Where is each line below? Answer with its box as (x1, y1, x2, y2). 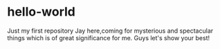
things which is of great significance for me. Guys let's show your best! (7, 33, 210, 42)
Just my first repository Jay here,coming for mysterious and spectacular (7, 27, 214, 35)
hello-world (7, 4, 76, 20)
